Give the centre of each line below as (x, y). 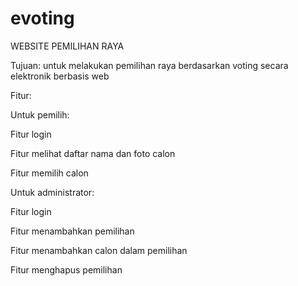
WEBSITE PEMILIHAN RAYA (67, 46)
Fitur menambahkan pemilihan (72, 231)
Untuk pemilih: (40, 114)
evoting (42, 18)
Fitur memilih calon (49, 173)
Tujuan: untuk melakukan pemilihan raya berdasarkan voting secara (149, 65)
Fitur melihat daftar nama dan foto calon (93, 153)
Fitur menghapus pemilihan (66, 269)
